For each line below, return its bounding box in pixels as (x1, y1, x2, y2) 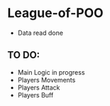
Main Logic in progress (17, 68, 85, 76)
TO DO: (7, 49, 40, 61)
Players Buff (17, 90, 54, 99)
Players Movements (17, 75, 76, 84)
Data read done (17, 28, 64, 37)
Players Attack (17, 83, 60, 92)
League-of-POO (7, 5, 104, 21)
